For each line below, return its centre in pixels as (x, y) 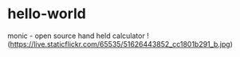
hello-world (47, 14)
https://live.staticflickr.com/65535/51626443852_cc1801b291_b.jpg (120, 44)
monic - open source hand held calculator (76, 36)
